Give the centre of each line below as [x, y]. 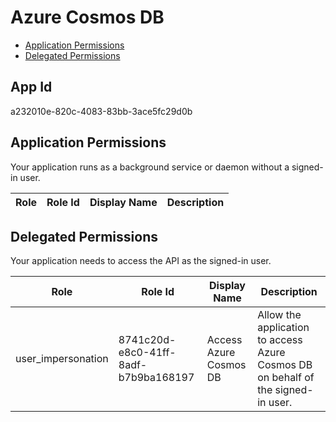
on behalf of [286, 378]
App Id [31, 87]
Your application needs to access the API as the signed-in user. [141, 261]
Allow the [279, 315]
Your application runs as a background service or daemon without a [150, 167]
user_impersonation [62, 359]
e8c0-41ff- [147, 353]
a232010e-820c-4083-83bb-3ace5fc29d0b [101, 111]
